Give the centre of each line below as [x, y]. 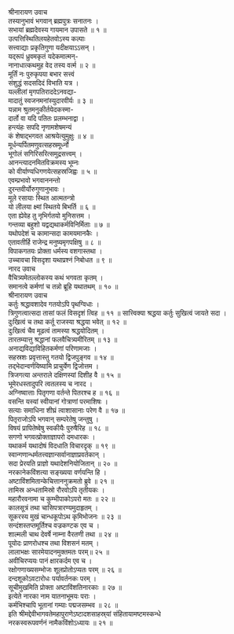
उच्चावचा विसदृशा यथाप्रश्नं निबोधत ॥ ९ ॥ [60, 260]
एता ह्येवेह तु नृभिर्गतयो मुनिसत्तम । [49, 216]
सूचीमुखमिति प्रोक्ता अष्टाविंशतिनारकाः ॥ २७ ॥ [65, 587]
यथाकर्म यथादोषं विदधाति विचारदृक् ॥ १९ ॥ [62, 446]
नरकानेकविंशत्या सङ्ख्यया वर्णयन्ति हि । [58, 472]
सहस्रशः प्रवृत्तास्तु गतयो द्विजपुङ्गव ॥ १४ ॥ [61, 357]
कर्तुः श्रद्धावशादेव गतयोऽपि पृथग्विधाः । [54, 304]
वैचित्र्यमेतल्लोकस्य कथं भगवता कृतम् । [56, 278]
